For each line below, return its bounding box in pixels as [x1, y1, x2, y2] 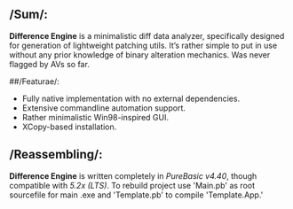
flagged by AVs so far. [9, 58, 91, 69]
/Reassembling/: [9, 147, 103, 162]
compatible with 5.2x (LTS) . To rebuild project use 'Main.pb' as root [9, 180, 256, 190]
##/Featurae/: [9, 75, 59, 87]
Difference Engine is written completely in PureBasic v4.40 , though [9, 170, 257, 181]
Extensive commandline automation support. [21, 102, 186, 113]
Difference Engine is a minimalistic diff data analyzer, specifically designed [9, 30, 285, 41]
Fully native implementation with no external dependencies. [21, 93, 241, 104]
